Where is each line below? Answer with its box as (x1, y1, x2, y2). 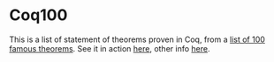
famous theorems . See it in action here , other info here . (9, 43, 210, 53)
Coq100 (9, 5, 68, 25)
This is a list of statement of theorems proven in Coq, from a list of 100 (9, 34, 265, 45)
